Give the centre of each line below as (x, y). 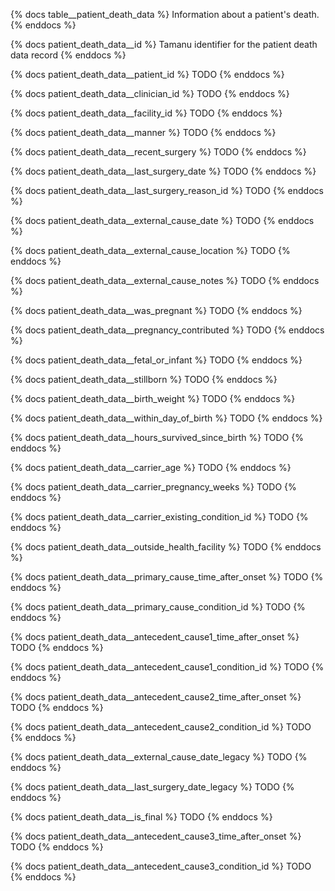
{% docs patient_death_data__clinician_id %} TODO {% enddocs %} (150, 93)
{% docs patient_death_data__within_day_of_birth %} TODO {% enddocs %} (166, 418)
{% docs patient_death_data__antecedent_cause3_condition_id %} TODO (161, 866)
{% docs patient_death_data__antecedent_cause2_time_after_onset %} (156, 697)
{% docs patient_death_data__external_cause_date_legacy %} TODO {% (159, 757)
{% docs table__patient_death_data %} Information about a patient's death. (165, 14)
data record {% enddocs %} (68, 55)
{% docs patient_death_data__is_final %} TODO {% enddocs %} (141, 817)
